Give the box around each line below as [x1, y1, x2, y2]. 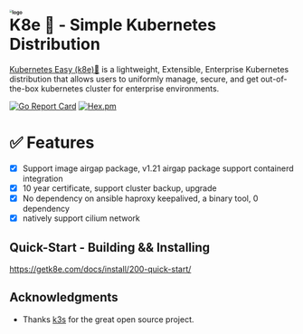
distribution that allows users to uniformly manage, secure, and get [9, 73, 260, 84]
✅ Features [9, 132, 95, 153]
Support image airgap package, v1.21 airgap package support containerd [22, 163, 294, 174]
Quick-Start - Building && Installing [9, 240, 211, 255]
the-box [9, 82, 39, 94]
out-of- [260, 73, 288, 84]
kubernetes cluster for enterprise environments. [40, 82, 220, 94]
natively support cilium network [22, 213, 140, 224]
